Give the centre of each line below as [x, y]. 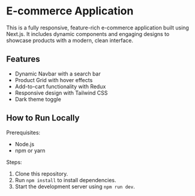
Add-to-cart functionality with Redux [60, 86]
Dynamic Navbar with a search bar [58, 74]
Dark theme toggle [38, 99]
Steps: [14, 162]
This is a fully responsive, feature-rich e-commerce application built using [97, 28]
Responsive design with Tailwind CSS [61, 93]
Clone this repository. [41, 174]
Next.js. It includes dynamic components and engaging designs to [88, 34]
